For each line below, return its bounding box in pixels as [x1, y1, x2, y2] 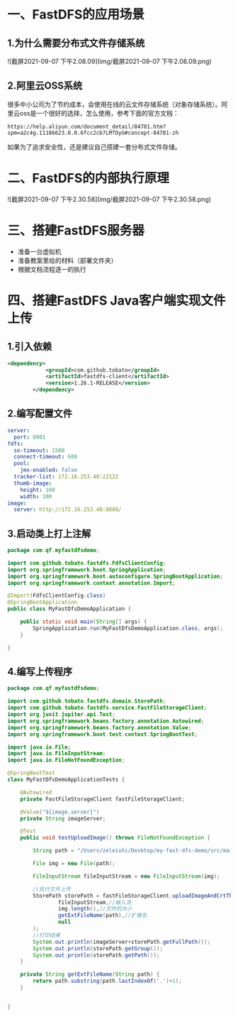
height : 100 [20, 486, 55, 493]
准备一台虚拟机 [17, 247, 62, 255]
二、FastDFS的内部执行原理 [7, 170, 170, 186]
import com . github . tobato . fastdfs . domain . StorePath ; [7, 698, 166, 705]
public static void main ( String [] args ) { [20, 618, 147, 625]
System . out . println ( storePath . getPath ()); [33, 952, 160, 959]
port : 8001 [13, 434, 46, 441]
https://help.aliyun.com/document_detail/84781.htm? [7, 123, 166, 130]
